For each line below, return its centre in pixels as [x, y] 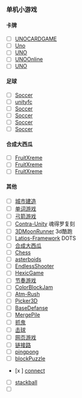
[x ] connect [30, 371]
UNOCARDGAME [36, 39]
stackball [26, 382]
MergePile [28, 315]
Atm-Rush [27, 294]
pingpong [27, 351]
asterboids [28, 259]
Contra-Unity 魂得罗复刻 [45, 223]
